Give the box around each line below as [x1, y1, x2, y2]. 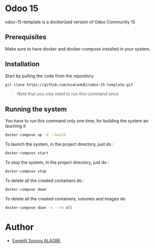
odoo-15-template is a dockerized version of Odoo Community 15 [5, 19, 136, 25]
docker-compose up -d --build [5, 132, 66, 137]
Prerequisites [5, 33, 46, 41]
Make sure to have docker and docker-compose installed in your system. [5, 46, 151, 51]
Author [5, 221, 34, 232]
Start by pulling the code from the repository [5, 73, 94, 79]
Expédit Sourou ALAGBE [12, 237, 61, 243]
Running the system [5, 105, 67, 113]
